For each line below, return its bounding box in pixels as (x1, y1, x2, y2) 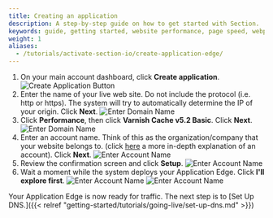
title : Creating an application (8, 11, 118, 20)
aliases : (8, 42, 38, 50)
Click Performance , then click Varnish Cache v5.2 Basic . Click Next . (19, 116, 253, 124)
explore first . (19, 176, 65, 185)
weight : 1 (8, 34, 42, 43)
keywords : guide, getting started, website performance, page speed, (8, 27, 249, 35)
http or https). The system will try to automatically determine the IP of (19, 98, 253, 107)
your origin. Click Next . (19, 107, 98, 116)
